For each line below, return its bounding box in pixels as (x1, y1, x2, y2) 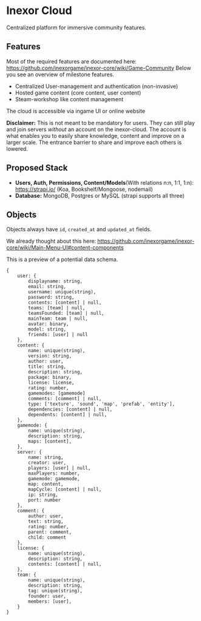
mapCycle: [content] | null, (28, 486, 102, 493)
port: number (28, 497, 61, 503)
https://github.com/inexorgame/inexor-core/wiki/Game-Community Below (6, 64, 191, 71)
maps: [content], (28, 439, 72, 445)
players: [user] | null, (28, 465, 91, 472)
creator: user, (28, 460, 67, 466)
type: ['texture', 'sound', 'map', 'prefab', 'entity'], (28, 401, 175, 407)
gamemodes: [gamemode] (28, 390, 86, 397)
